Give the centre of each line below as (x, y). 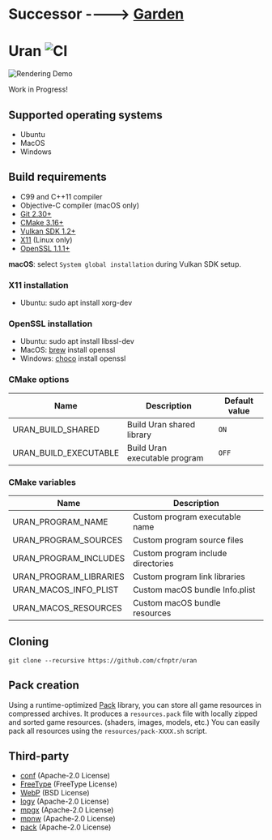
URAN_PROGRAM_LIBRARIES (69, 576)
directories (153, 563)
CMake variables (42, 482)
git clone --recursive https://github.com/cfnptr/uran (103, 660)
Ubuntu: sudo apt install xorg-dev (76, 303)
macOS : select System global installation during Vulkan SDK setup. (125, 264)
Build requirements (57, 177)
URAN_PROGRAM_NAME (60, 521)
